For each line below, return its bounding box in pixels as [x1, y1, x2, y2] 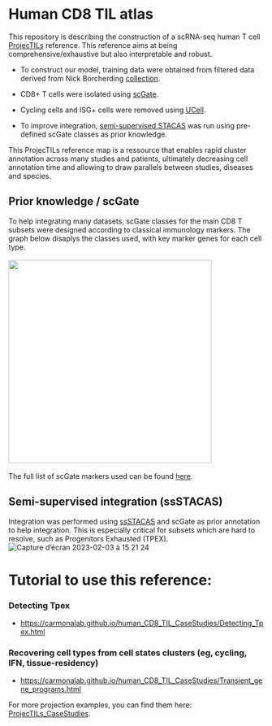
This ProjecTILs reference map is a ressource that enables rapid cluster [8, 145, 248, 154]
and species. [8, 171, 51, 180]
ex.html [19, 627, 45, 637]
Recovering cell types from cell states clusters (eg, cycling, [8, 647, 248, 659]
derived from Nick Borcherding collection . [19, 73, 161, 83]
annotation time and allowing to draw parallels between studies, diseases [8, 162, 253, 172]
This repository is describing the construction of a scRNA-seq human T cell [8, 32, 261, 41]
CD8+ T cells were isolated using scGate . [19, 89, 159, 98]
